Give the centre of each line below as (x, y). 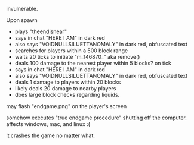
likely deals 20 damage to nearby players (65, 88)
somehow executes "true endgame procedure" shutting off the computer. (96, 118)
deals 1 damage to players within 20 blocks (68, 82)
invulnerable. (22, 9)
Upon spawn (22, 20)
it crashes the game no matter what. (51, 135)
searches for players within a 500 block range (71, 51)
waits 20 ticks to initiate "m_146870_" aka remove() (77, 57)
